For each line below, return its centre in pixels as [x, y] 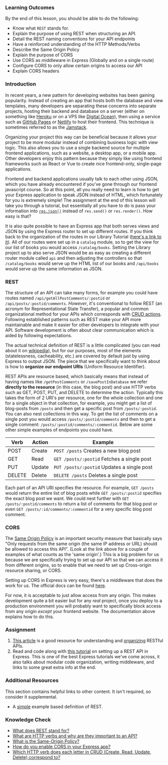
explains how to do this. [30, 617]
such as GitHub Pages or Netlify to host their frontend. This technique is [79, 122]
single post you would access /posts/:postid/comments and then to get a [80, 419]
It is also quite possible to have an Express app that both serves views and [82, 226]
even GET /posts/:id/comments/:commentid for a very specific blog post [79, 509]
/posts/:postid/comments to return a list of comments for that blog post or [81, 504]
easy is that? [18, 216]
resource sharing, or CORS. [34, 571]
